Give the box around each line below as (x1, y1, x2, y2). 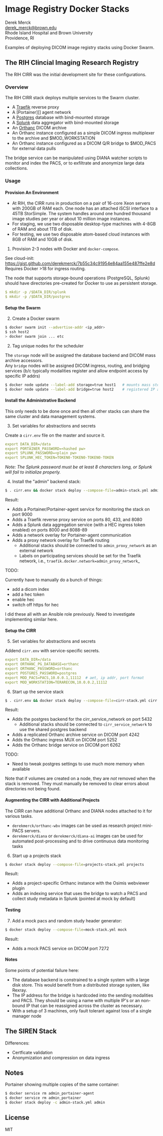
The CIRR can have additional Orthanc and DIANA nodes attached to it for (5, 808, 152, 814)
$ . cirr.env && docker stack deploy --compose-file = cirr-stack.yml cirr (5, 698, 158, 703)
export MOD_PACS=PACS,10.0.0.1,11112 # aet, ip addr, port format (5, 675, 145, 680)
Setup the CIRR (5, 627, 36, 633)
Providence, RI (5, 35, 34, 41)
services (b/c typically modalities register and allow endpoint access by (5, 367, 148, 373)
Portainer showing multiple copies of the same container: (5, 1081, 120, 1087)
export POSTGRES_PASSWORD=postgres (5, 671, 77, 676)
